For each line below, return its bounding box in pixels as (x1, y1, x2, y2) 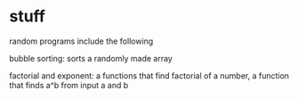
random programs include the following (9, 36, 154, 46)
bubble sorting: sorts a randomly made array (9, 53, 173, 63)
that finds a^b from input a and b (9, 79, 129, 90)
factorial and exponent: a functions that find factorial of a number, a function (9, 70, 290, 81)
